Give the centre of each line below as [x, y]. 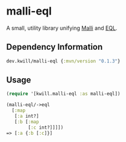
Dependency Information [55, 47]
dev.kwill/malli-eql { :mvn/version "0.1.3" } [63, 61]
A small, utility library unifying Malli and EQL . [62, 28]
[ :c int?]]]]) [46, 127]
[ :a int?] [27, 117]
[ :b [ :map [27, 122]
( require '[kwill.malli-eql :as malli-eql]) [63, 94]
